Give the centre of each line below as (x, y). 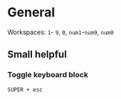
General (31, 12)
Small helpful (37, 54)
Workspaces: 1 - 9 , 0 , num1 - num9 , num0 (60, 32)
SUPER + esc (25, 90)
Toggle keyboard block (48, 75)
